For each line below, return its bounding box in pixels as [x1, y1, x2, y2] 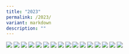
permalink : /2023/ [6, 14, 51, 20]
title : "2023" [6, 8, 41, 15]
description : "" [6, 25, 46, 31]
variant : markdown [6, 20, 51, 26]
